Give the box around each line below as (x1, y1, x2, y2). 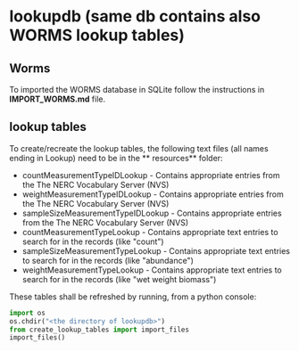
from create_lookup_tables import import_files (9, 325, 190, 334)
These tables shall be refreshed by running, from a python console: (9, 291, 257, 302)
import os (9, 308, 46, 317)
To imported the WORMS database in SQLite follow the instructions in (9, 85, 265, 94)
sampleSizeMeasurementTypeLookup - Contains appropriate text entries (21, 245, 290, 256)
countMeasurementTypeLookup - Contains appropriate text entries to (21, 226, 278, 237)
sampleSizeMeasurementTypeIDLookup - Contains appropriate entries (21, 208, 283, 218)
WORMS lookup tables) (9, 25, 186, 45)
